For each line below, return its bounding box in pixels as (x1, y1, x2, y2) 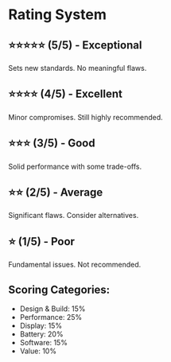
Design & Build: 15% (19, 304, 86, 313)
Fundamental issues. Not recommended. (8, 260, 142, 270)
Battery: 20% (19, 329, 64, 339)
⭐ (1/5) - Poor (8, 235, 76, 248)
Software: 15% (19, 338, 68, 348)
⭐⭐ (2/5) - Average (8, 185, 103, 200)
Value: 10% (19, 346, 57, 356)
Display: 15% (19, 321, 62, 331)
